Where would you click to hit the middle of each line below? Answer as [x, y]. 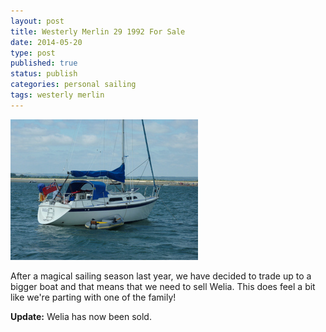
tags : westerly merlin [57, 95]
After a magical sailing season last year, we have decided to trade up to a [161, 276]
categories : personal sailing [73, 85]
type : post [33, 53]
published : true [44, 63]
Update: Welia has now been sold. [81, 316]
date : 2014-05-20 [46, 42]
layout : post [37, 21]
